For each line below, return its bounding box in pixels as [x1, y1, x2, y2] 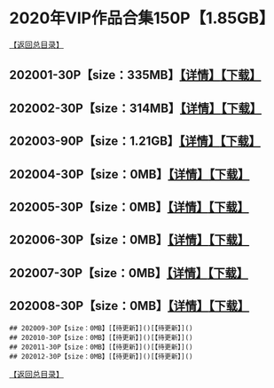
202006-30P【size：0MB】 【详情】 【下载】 [9, 233, 250, 248]
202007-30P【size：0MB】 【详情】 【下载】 [9, 265, 248, 281]
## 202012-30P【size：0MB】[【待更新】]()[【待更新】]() [9, 352, 193, 361]
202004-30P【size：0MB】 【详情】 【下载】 [9, 166, 250, 182]
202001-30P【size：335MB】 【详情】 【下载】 [9, 67, 262, 83]
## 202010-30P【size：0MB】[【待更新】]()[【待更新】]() [9, 334, 193, 343]
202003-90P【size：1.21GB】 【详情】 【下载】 [9, 134, 262, 149]
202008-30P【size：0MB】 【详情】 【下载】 [9, 298, 250, 313]
